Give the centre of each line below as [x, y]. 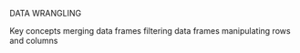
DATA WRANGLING [46, 13]
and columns [34, 41]
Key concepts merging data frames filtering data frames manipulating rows [150, 31]
